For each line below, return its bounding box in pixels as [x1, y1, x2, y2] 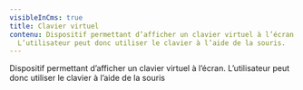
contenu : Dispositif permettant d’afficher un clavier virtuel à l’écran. [9, 30, 298, 39]
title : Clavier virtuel [9, 22, 100, 31]
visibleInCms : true [9, 13, 83, 22]
